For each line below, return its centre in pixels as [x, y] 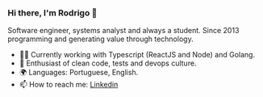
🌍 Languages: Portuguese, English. [79, 73]
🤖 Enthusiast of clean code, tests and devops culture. [108, 63]
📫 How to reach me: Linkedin [69, 85]
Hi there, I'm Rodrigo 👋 [52, 13]
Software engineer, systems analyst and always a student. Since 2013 [123, 31]
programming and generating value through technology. [101, 39]
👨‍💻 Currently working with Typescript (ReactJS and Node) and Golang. [137, 55]
